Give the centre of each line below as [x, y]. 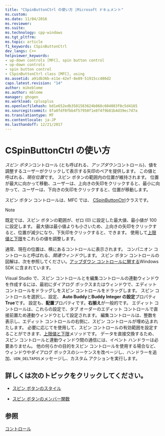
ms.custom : [16, 14]
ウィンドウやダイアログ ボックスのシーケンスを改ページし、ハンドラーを [79, 352]
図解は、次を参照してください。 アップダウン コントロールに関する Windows [82, 262]
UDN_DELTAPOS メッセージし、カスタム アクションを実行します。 [77, 358]
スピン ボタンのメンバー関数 [41, 399]
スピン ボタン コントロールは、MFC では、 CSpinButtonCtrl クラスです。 [78, 200]
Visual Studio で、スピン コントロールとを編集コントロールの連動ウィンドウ [82, 278]
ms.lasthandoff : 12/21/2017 [34, 124]
